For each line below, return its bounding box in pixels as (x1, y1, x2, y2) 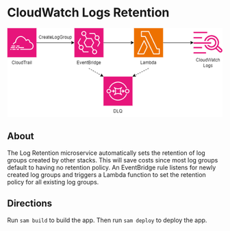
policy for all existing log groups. (7, 178, 99, 186)
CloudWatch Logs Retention (7, 5, 170, 21)
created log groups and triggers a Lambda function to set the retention (7, 170, 207, 179)
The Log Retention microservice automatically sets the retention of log (7, 149, 205, 157)
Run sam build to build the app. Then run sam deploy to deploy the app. (7, 216, 207, 224)
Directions (7, 197, 53, 210)
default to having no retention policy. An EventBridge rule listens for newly (7, 163, 216, 171)
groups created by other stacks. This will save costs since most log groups (7, 156, 218, 164)
